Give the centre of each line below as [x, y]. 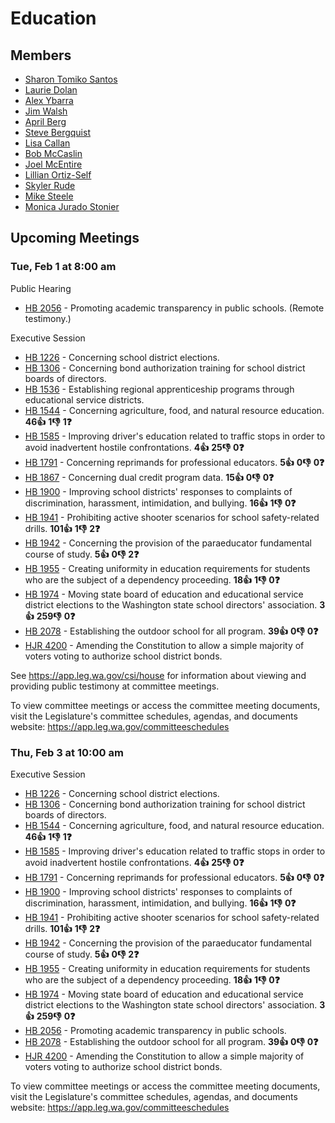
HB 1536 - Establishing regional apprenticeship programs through [159, 389]
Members [41, 55]
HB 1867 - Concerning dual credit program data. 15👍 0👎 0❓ [149, 477]
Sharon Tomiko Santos [71, 79]
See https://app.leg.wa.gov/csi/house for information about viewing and [158, 675]
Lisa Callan [47, 143]
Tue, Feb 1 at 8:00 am [63, 267]
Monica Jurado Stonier [72, 206]
